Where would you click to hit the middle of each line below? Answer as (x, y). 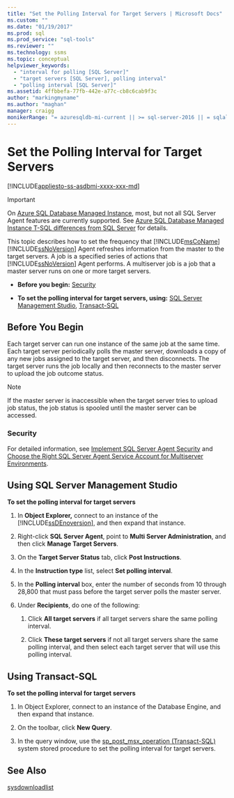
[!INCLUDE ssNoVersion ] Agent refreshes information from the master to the (116, 249)
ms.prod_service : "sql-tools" (51, 40)
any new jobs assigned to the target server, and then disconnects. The (108, 359)
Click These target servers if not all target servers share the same (123, 640)
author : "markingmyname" (43, 98)
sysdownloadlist (31, 788)
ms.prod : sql (26, 33)
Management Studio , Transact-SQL (68, 305)
